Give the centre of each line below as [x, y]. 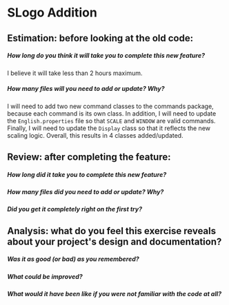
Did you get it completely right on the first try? [75, 209]
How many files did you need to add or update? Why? [86, 191]
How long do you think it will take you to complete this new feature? [106, 56]
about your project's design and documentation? [114, 241]
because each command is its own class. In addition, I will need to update [112, 113]
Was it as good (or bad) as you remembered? [73, 259]
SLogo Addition [52, 13]
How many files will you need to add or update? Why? [86, 89]
